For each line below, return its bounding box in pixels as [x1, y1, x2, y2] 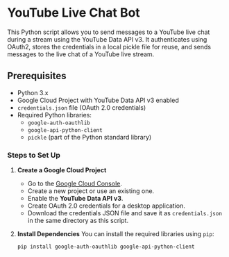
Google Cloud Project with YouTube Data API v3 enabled [17, 96, 179, 104]
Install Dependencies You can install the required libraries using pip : [17, 230, 214, 238]
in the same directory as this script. [27, 217, 129, 225]
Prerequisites [7, 70, 67, 82]
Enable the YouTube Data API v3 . [27, 194, 124, 203]
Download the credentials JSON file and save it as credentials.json [27, 209, 222, 217]
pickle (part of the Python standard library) [27, 133, 152, 141]
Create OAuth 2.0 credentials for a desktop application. [27, 201, 186, 210]
